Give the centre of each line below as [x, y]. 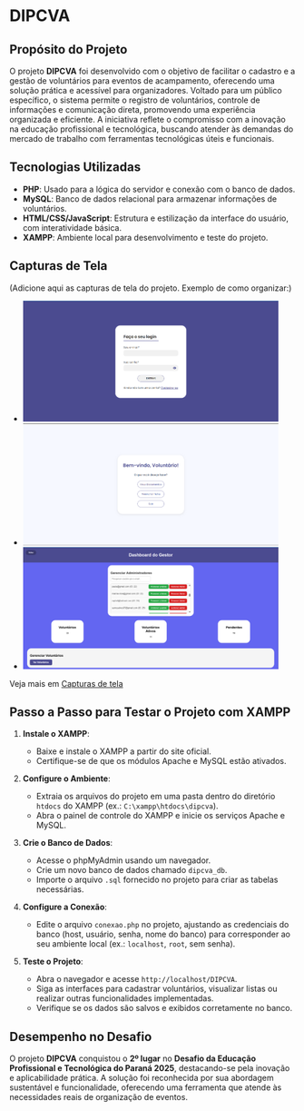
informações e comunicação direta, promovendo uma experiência [132, 109]
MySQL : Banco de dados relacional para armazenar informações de [150, 198]
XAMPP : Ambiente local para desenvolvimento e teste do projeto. [145, 237]
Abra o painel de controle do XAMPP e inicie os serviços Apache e [161, 816]
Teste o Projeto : [53, 962]
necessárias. [60, 889]
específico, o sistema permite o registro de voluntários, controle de [135, 100]
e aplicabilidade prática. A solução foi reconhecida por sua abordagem [142, 1078]
